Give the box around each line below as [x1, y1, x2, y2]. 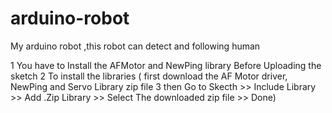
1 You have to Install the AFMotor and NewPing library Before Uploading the [10, 59, 322, 71]
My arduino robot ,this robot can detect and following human [10, 40, 261, 52]
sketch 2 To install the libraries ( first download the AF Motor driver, [10, 70, 288, 82]
